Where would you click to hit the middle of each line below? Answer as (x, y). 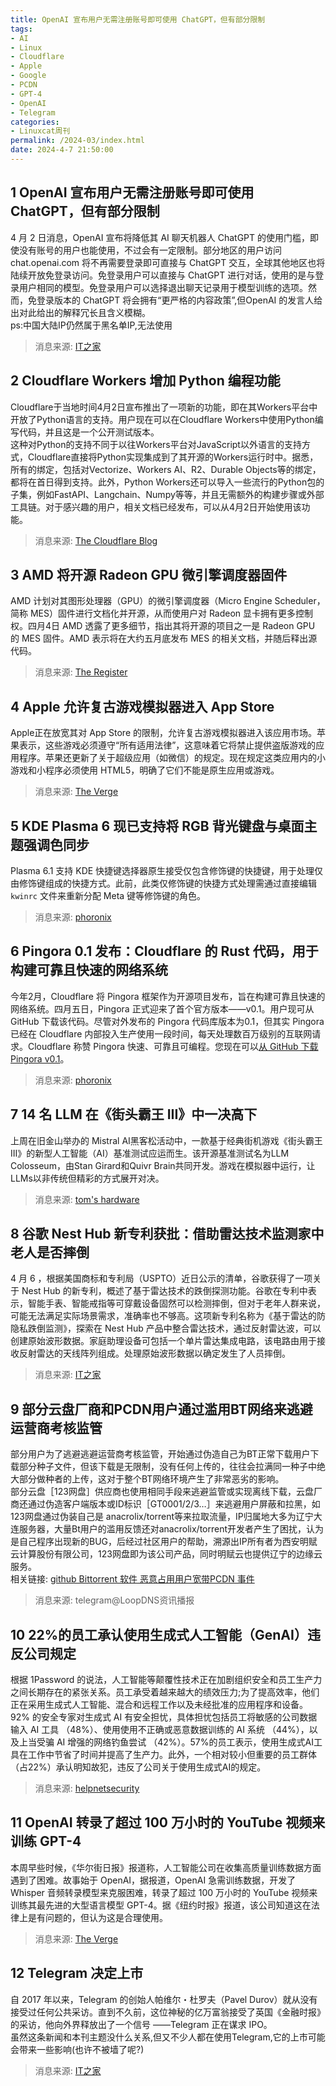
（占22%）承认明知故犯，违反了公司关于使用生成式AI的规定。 (138, 1767)
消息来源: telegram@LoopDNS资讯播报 (114, 1600)
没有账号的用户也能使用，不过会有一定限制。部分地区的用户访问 (150, 250)
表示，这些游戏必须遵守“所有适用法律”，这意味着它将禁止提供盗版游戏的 (167, 745)
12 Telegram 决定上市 (77, 1973)
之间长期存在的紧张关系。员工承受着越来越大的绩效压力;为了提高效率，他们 (165, 1692)
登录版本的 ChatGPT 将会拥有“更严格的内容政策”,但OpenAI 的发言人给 (179, 300)
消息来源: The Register (81, 672)
